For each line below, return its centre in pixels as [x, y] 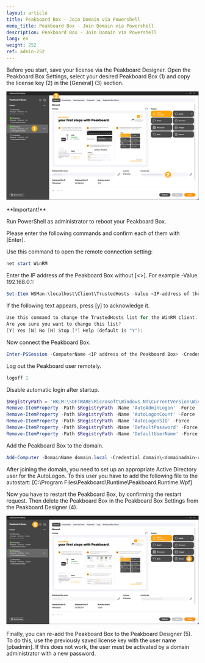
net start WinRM [27, 264]
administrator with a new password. [51, 654]
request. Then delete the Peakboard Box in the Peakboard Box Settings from [103, 500]
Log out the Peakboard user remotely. [54, 366]
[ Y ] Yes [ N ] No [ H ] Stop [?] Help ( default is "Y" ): [75, 331]
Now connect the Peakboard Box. [49, 342]
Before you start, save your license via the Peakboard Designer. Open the [99, 70]
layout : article [27, 13]
